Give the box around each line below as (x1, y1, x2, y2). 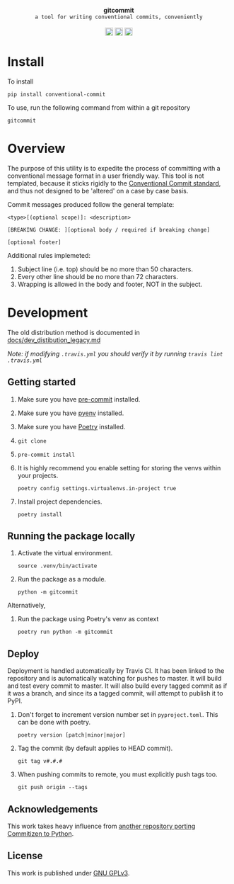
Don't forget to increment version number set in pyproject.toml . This (17, 710, 218, 719)
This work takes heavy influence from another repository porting (7, 822, 196, 831)
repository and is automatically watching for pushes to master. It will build (7, 674, 222, 683)
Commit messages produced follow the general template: (7, 200, 175, 208)
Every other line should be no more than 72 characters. (17, 272, 179, 280)
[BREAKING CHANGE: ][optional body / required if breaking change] (7, 226, 211, 233)
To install (7, 77, 34, 86)
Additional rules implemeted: (7, 251, 90, 259)
